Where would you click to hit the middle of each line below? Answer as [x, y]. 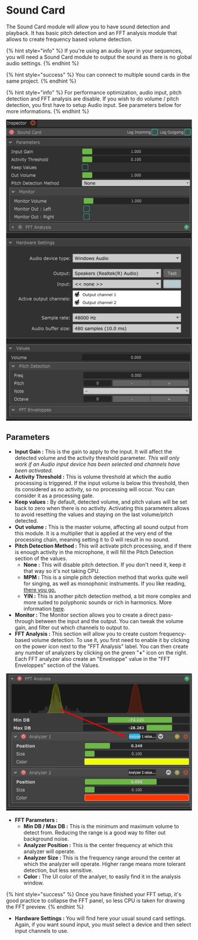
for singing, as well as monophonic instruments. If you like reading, [105, 584]
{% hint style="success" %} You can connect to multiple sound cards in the [98, 74]
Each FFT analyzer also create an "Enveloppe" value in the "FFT [92, 659]
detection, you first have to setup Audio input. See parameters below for [94, 105]
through [24, 621]
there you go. [39, 589]
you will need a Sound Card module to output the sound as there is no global [99, 57]
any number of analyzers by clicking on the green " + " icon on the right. [101, 652]
